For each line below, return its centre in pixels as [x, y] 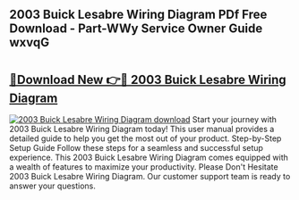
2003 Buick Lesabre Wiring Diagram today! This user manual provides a [142, 129]
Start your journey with [235, 119]
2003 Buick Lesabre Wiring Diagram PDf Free [138, 15]
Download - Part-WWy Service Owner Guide [136, 29]
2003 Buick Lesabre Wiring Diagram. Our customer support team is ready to [150, 176]
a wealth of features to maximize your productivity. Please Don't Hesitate [144, 167]
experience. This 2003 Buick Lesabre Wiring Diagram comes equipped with [149, 157]
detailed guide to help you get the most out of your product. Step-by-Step [145, 138]
